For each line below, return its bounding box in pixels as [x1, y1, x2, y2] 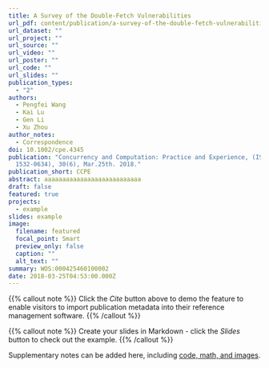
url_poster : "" [8, 57, 59, 65]
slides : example [8, 213, 62, 221]
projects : [8, 198, 42, 206]
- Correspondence [15, 138, 74, 146]
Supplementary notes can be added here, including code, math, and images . [8, 350, 261, 360]
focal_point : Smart [15, 235, 81, 243]
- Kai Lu [15, 109, 45, 117]
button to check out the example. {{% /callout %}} [8, 335, 174, 345]
